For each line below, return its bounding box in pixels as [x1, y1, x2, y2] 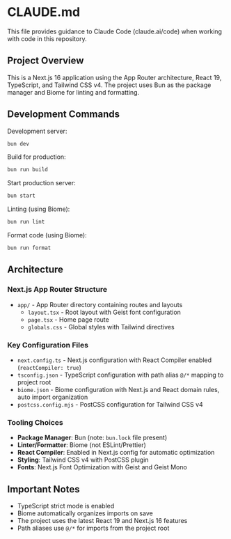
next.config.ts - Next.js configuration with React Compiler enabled [17, 356, 212, 364]
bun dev [7, 140, 30, 147]
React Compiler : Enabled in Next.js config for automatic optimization [17, 448, 215, 457]
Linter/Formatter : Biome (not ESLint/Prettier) [17, 441, 146, 449]
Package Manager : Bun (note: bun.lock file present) [17, 433, 168, 442]
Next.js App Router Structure [7, 285, 108, 295]
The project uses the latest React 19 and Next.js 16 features [17, 517, 188, 525]
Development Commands [7, 109, 120, 120]
